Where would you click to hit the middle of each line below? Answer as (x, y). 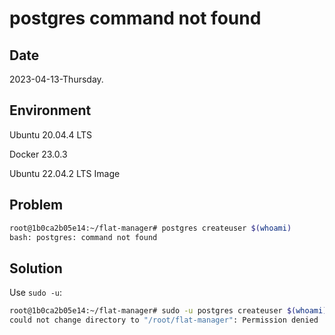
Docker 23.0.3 (38, 154)
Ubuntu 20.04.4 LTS (51, 134)
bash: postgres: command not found (83, 237)
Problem (36, 205)
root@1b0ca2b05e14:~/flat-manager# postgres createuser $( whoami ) (150, 228)
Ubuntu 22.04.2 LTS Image (65, 173)
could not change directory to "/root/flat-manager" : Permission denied (164, 320)
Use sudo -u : (36, 293)
